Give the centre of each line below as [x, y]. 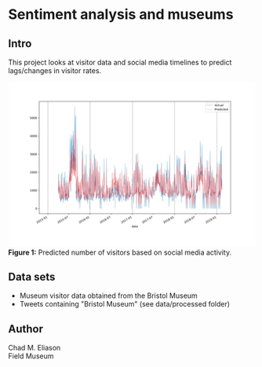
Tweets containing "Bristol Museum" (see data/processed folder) [124, 304]
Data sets [32, 277]
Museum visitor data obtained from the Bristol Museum [108, 295]
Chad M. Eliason [35, 348]
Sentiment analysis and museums [121, 15]
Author [25, 329]
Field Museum [31, 356]
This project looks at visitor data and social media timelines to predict [120, 62]
